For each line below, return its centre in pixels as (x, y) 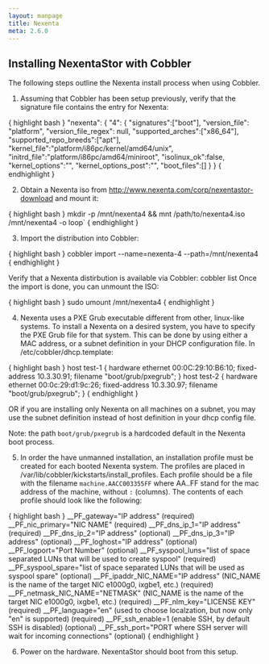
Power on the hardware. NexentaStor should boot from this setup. (129, 652)
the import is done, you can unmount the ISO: (84, 286)
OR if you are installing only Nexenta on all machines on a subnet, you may (132, 409)
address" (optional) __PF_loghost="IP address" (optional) (103, 542)
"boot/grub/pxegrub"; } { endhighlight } (73, 394)
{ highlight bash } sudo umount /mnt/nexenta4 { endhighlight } (112, 303)
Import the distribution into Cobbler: (79, 238)
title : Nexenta (34, 23)
